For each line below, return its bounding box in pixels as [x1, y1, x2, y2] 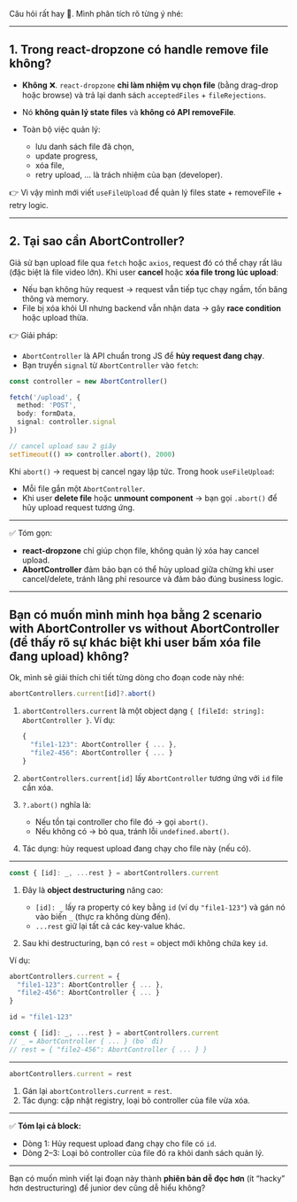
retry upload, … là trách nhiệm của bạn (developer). [34, 169, 224, 180]
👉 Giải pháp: [9, 330, 58, 340]
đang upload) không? [9, 649, 130, 664]
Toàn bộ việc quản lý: [21, 124, 101, 135]
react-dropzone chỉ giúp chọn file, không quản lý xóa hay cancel [21, 545, 259, 555]
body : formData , [17, 409, 77, 418]
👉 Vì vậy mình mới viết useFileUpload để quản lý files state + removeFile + [9, 187, 283, 198]
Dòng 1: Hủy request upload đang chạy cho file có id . [21, 1138, 217, 1149]
